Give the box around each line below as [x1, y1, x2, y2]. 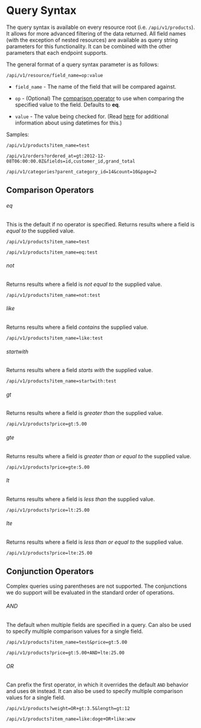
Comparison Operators [6, 185, 94, 196]
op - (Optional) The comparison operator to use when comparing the [14, 95, 184, 102]
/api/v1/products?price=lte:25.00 [6, 550, 93, 556]
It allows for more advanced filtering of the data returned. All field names [6, 30, 186, 37]
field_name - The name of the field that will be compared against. [14, 82, 177, 90]
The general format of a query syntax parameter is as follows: [6, 61, 159, 68]
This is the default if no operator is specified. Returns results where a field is [6, 220, 195, 228]
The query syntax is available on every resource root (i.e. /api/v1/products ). [6, 23, 195, 31]
